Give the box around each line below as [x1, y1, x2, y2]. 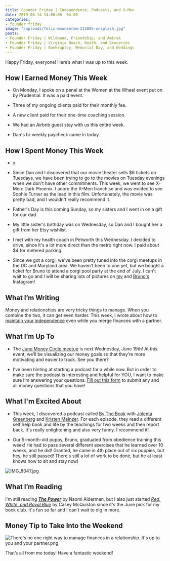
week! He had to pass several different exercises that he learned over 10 [12, 442, 163, 448]
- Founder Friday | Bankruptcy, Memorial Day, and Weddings [5, 45, 135, 50]
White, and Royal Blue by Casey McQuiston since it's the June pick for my [5, 501, 160, 507]
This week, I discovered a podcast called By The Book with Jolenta [12, 411, 153, 417]
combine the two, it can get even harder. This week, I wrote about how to [5, 312, 158, 318]
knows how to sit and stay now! [12, 458, 78, 464]
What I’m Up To [5, 332, 55, 341]
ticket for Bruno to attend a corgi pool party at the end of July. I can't [12, 268, 156, 274]
